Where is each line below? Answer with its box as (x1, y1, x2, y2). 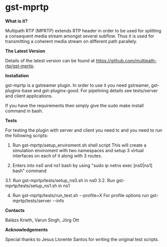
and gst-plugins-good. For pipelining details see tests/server (33, 87, 158, 93)
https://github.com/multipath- (96, 57, 157, 63)
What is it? (5, 18, 28, 24)
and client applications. (5, 93, 53, 99)
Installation (5, 72, 29, 78)
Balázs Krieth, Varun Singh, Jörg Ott (5, 217, 79, 223)
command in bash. (5, 108, 43, 114)
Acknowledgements (5, 227, 48, 233)
